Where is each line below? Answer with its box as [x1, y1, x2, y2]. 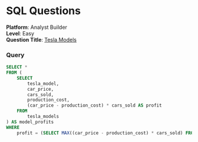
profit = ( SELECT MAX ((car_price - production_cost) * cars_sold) [16, 130, 183, 136]
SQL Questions [6, 4, 81, 18]
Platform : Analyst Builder [6, 24, 68, 31]
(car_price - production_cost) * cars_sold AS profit [27, 103, 162, 108]
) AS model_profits [6, 119, 54, 125]
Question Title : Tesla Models [6, 36, 77, 43]
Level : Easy [6, 29, 34, 37]
